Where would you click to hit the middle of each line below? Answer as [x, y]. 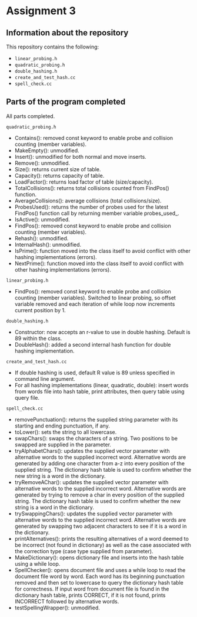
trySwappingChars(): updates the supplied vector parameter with [94, 513]
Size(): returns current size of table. [58, 169]
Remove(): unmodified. [42, 163]
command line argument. [45, 378]
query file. [27, 397]
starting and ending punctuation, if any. [62, 426]
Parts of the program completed [66, 102]
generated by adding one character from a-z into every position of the [100, 463]
